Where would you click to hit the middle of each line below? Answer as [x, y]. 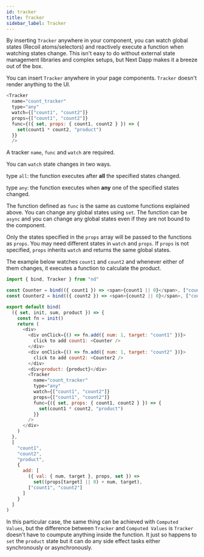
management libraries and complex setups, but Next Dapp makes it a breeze [102, 60]
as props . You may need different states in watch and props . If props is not [98, 244]
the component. [26, 225]
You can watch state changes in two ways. [59, 164]
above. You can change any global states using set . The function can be [97, 213]
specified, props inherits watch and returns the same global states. [89, 250]
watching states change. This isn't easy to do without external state [91, 53]
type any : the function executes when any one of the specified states [93, 188]
